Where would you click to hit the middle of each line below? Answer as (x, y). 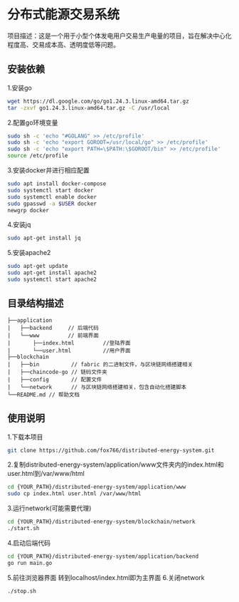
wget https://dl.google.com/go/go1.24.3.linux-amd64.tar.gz (99, 101)
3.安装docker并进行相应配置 (49, 170)
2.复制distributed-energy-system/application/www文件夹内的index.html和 (116, 465)
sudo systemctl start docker (51, 190)
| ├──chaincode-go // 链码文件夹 (58, 372)
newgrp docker (28, 210)
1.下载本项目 (25, 437)
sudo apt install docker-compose (57, 184)
